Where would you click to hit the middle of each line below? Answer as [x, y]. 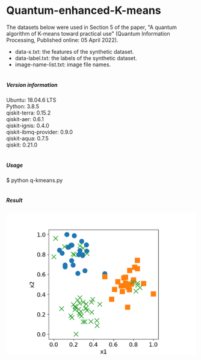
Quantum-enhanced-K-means [84, 11]
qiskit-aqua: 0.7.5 [28, 138]
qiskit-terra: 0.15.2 [29, 113]
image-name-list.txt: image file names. [63, 65]
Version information [32, 84]
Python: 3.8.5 [23, 106]
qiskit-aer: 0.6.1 [25, 119]
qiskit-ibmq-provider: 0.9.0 [40, 132]
